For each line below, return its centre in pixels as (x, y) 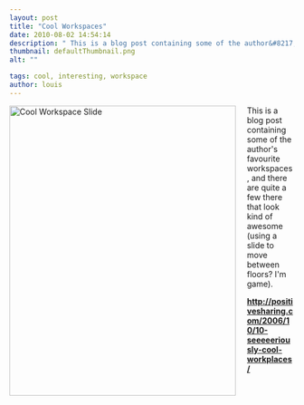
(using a (262, 236)
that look (264, 207)
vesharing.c (271, 311)
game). (260, 284)
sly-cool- (265, 349)
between (264, 265)
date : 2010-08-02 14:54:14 (60, 34)
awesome (265, 226)
